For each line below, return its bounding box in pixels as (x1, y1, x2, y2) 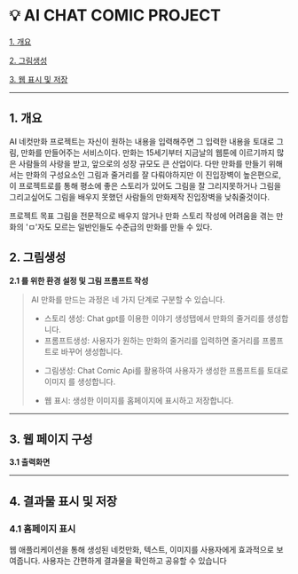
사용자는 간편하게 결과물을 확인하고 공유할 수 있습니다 (42, 555, 228, 566)
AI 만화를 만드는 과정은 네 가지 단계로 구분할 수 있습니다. (30, 294, 225, 304)
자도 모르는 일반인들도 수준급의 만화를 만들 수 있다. (36, 221, 213, 232)
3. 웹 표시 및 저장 (9, 74, 68, 84)
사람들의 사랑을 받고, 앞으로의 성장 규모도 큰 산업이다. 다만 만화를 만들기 (18, 158, 267, 169)
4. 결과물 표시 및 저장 (9, 493, 118, 508)
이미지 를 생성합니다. (43, 376, 116, 387)
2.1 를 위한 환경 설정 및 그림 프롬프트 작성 (9, 275, 149, 286)
